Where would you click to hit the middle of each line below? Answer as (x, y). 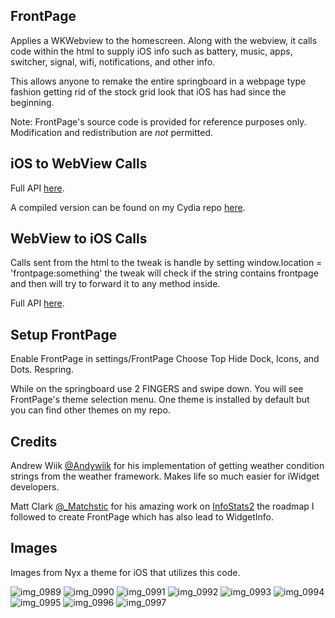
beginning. (32, 102)
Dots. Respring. (42, 370)
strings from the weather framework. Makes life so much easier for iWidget (165, 476)
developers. (35, 487)
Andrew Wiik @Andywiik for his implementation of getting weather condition (167, 466)
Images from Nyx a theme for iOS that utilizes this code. (125, 572)
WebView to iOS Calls (79, 239)
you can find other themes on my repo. (90, 410)
